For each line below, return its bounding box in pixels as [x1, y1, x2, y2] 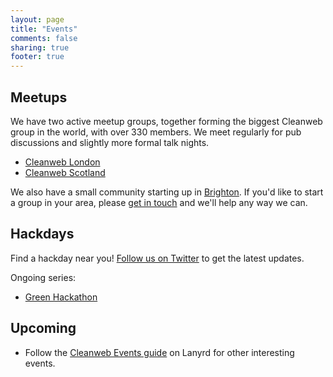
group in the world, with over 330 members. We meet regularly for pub [10, 126, 302, 138]
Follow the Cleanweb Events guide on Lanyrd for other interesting [24, 346, 295, 358]
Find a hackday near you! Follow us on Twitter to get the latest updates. [10, 252, 305, 264]
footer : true [10, 52, 65, 62]
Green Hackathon [24, 291, 98, 303]
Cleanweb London [24, 156, 101, 168]
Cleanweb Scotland [24, 166, 106, 178]
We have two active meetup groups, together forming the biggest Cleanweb [10, 115, 323, 127]
